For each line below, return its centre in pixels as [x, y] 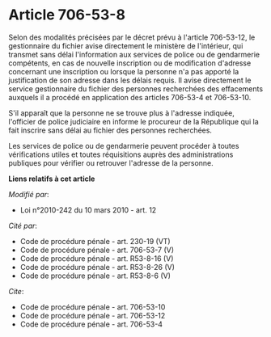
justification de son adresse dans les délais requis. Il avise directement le [130, 80]
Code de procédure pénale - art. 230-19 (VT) [95, 241]
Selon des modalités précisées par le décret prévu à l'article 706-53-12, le [132, 37]
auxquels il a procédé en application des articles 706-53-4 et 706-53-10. [130, 97]
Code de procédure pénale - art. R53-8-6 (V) [95, 276]
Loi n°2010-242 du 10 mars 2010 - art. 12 [88, 210]
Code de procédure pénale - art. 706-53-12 [93, 315]
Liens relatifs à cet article [52, 179]
